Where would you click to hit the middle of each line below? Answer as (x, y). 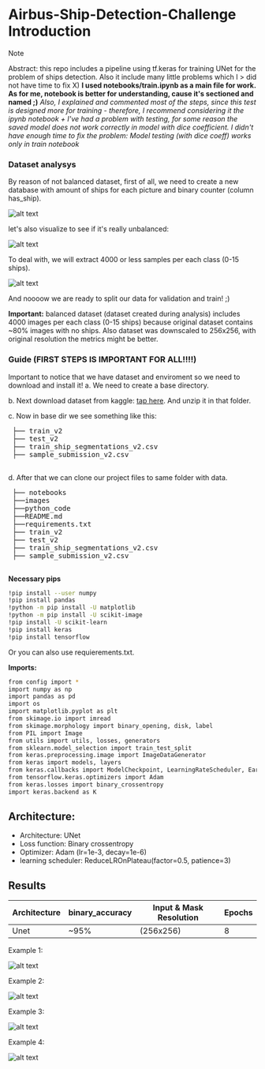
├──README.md (37, 516)
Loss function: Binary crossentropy (77, 844)
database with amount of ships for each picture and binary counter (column (131, 190)
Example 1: (26, 951)
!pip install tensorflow (49, 637)
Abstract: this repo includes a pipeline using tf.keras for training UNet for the (132, 68)
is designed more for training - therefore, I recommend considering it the (126, 110)
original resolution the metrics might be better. (84, 339)
